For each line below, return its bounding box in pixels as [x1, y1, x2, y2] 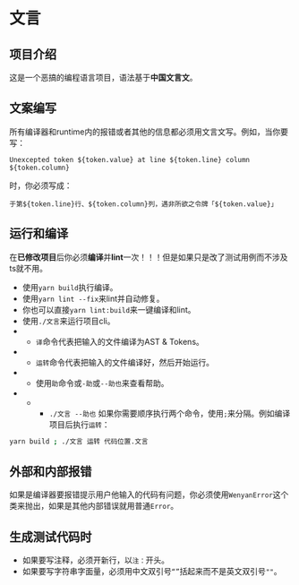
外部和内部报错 [9, 463, 92, 479]
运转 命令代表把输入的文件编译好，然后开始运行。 [35, 357, 215, 367]
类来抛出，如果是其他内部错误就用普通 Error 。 [9, 501, 179, 512]
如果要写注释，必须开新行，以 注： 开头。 [21, 555, 170, 565]
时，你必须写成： [9, 180, 73, 191]
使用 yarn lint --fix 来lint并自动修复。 [21, 293, 165, 304]
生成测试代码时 [9, 529, 92, 545]
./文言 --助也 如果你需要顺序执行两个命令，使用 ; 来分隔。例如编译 [48, 408, 291, 418]
